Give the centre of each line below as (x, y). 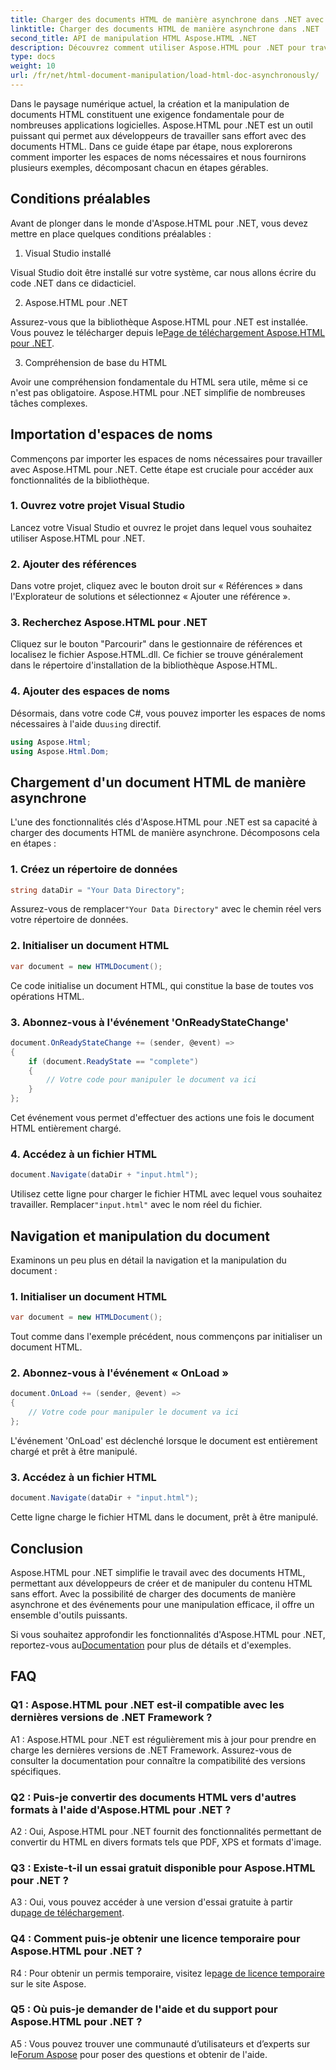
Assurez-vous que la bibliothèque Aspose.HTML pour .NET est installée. (159, 322)
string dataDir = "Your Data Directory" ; (98, 890)
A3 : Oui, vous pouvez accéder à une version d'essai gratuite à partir (151, 1902)
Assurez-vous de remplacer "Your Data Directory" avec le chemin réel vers (166, 909)
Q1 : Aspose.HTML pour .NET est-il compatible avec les (147, 1705)
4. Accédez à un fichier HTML (84, 1154)
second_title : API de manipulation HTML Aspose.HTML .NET (133, 38)
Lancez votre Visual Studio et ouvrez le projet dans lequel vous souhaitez (161, 527)
